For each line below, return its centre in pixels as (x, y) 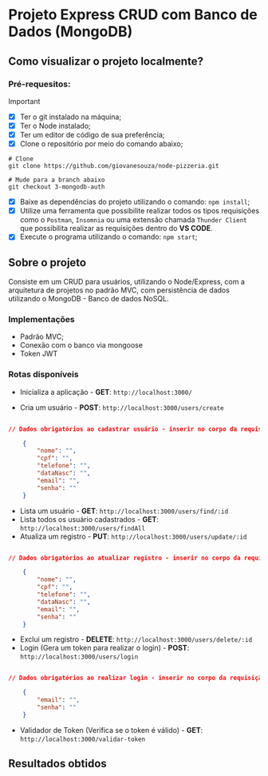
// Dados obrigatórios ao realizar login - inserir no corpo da (117, 678)
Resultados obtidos (58, 764)
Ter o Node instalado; (55, 125)
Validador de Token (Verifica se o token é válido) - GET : (111, 730)
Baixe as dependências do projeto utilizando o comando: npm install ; (135, 202)
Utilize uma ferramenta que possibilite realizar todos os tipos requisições (140, 211)
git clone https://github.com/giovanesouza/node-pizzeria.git (114, 166)
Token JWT (39, 354)
